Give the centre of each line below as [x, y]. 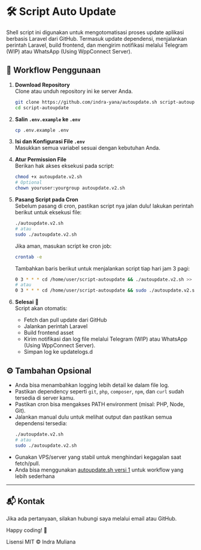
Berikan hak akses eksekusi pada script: [65, 166]
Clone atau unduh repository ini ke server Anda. [74, 91]
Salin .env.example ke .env [48, 119]
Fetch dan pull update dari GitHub [66, 320]
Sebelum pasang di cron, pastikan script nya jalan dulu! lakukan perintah [104, 206]
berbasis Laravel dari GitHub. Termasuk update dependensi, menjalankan [97, 38]
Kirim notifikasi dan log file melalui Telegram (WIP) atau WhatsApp [106, 339]
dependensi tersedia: [41, 423]
